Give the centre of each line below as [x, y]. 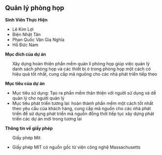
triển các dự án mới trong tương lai [47, 118]
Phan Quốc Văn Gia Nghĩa [38, 39]
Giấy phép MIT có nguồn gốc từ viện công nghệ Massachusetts [76, 147]
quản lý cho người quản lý [38, 98]
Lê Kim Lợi [23, 29]
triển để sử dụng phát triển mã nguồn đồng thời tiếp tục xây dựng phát [83, 114]
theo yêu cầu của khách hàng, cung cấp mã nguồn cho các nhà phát [81, 108]
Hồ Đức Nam [25, 45]
